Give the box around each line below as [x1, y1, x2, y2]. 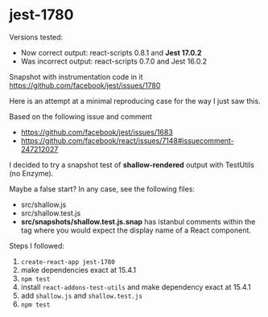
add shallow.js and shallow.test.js [20, 290, 143, 300]
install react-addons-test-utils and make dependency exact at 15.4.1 [20, 282, 252, 291]
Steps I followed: [9, 241, 65, 250]
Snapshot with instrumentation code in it [9, 72, 143, 81]
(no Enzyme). [9, 168, 54, 178]
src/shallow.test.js [20, 208, 81, 218]
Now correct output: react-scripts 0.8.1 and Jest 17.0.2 [20, 47, 202, 57]
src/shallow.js [20, 200, 67, 209]
